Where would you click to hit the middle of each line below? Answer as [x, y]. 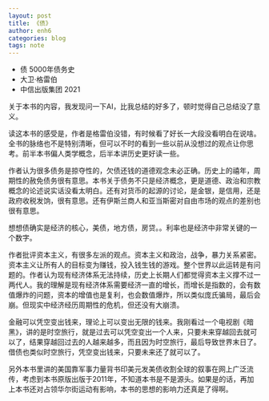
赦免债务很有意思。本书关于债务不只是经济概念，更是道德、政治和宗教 [145, 180]
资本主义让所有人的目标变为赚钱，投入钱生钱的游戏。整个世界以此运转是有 [131, 265]
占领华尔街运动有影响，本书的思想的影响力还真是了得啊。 [138, 389]
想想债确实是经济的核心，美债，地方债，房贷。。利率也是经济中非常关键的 [129, 228]
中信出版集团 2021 [50, 90]
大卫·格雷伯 [38, 79]
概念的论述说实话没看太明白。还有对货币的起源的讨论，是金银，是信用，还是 [134, 191]
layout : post [30, 16]
